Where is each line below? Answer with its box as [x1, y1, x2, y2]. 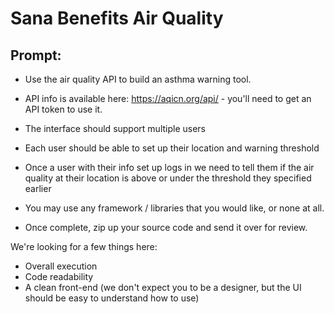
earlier [24, 183, 52, 194]
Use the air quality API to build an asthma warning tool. [24, 73, 252, 85]
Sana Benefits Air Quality [10, 7, 224, 30]
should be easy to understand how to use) [24, 292, 200, 304]
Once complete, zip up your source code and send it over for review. [24, 222, 308, 233]
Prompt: [10, 47, 62, 64]
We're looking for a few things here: [10, 241, 158, 252]
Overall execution [24, 260, 98, 272]
